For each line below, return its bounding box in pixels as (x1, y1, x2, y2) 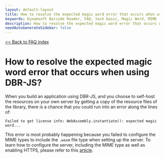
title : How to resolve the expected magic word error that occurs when (5, 12, 155, 17)
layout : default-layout (5, 7, 54, 12)
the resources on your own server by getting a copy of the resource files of (5, 99, 158, 105)
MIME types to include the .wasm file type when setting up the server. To (5, 137, 151, 143)
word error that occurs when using (5, 67, 150, 78)
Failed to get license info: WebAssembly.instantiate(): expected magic (5, 119, 157, 124)
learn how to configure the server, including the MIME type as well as (5, 142, 145, 148)
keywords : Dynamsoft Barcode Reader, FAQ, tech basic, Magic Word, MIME (5, 16, 157, 21)
